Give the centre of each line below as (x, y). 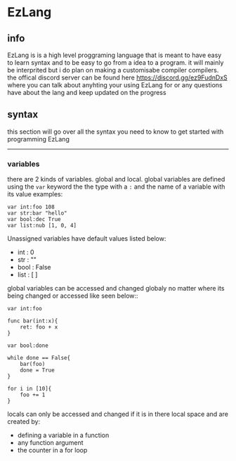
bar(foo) (33, 364)
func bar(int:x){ (33, 321)
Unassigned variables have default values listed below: (87, 239)
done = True (37, 370)
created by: (24, 422)
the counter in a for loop (52, 450)
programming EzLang (39, 139)
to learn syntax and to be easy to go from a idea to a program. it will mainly (116, 63)
